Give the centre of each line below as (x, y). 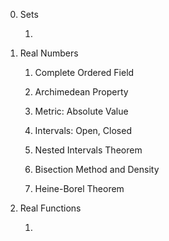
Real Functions (50, 208)
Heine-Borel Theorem (79, 188)
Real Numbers (49, 53)
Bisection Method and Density (97, 169)
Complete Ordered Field (84, 72)
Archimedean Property (81, 92)
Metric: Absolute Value (81, 111)
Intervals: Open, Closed (83, 130)
